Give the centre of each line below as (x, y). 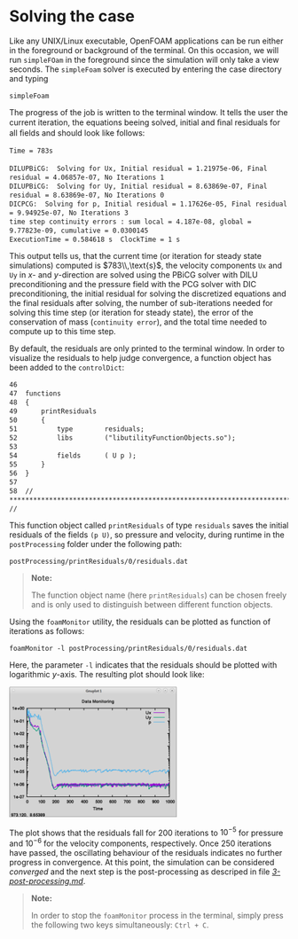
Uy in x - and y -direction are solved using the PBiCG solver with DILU (134, 274)
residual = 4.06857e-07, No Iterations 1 (87, 177)
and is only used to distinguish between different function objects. (152, 604)
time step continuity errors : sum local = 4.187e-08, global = (130, 222)
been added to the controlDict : (67, 367)
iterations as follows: (47, 630)
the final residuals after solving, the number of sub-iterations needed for (141, 302)
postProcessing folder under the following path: (96, 544)
